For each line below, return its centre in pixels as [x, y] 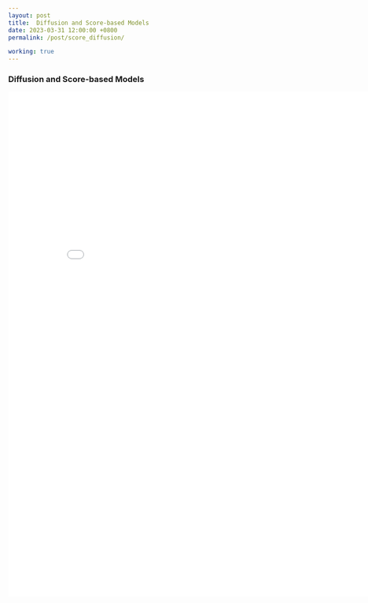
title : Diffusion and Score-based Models [79, 23]
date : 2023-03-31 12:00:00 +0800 [63, 30]
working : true [31, 52]
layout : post [29, 15]
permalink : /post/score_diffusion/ [66, 37]
